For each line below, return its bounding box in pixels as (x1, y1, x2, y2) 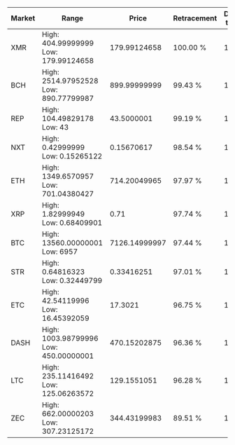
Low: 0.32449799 (41, 276, 103, 285)
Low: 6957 (41, 247, 78, 256)
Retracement (173, 13, 218, 23)
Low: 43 (41, 123, 69, 132)
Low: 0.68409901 (41, 218, 103, 227)
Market (10, 13, 36, 23)
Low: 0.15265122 (41, 151, 103, 160)
